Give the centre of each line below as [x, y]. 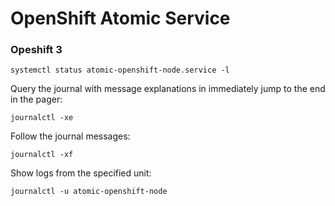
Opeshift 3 [36, 50]
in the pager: [36, 99]
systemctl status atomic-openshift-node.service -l [120, 70]
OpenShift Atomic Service [120, 18]
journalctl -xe [42, 118]
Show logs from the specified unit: [81, 173]
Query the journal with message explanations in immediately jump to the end [168, 89]
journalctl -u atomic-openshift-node [89, 192]
